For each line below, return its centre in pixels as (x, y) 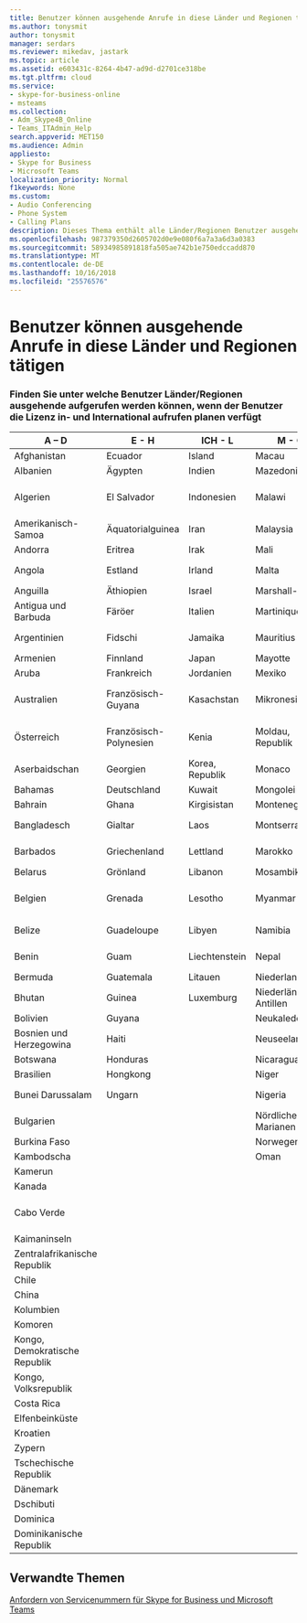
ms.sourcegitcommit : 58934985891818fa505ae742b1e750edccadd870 (132, 248)
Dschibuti (34, 1504)
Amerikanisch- (47, 524)
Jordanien (210, 673)
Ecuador (125, 456)
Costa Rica (37, 1404)
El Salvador (131, 497)
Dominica (34, 1519)
